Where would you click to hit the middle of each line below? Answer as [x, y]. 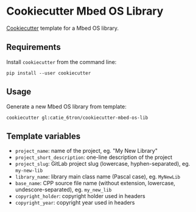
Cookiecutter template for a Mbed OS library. [63, 28]
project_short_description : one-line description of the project [93, 157]
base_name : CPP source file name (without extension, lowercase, [95, 183]
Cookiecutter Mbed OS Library [85, 11]
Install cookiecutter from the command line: [61, 62]
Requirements [33, 47]
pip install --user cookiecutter [49, 73]
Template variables [44, 136]
